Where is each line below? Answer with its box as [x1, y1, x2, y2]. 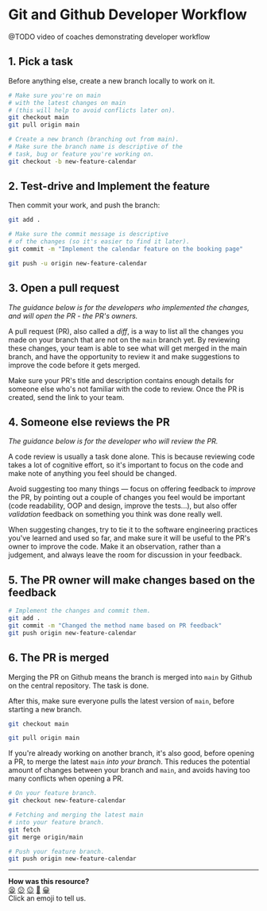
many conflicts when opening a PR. [8, 773, 124, 784]
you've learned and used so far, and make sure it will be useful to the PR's [8, 533, 251, 543]
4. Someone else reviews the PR [8, 416, 170, 429]
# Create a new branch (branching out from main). [8, 135, 180, 144]
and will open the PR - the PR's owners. [8, 311, 138, 320]
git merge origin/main [8, 833, 83, 841]
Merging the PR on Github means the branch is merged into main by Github [8, 672, 253, 681]
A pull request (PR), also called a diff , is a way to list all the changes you [8, 326, 244, 335]
